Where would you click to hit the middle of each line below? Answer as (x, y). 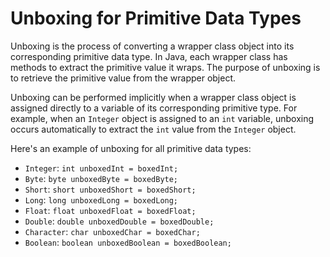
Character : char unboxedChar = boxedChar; (112, 231)
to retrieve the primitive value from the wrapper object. (123, 78)
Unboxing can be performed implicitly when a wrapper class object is (153, 97)
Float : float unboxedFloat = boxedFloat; (110, 210)
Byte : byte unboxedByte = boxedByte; (101, 178)
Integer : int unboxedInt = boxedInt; (101, 168)
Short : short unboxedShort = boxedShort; (110, 189)
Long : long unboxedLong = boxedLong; (101, 199)
